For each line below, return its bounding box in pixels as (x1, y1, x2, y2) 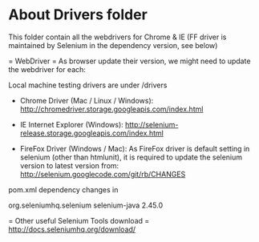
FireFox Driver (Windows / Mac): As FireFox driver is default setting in (19, 143, 250, 153)
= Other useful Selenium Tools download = (8, 216, 150, 225)
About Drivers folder (8, 6, 148, 24)
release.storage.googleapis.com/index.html (19, 128, 164, 138)
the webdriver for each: (8, 64, 87, 74)
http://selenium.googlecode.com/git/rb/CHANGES (19, 169, 186, 179)
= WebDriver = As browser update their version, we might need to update (8, 56, 251, 66)
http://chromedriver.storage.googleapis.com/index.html (19, 104, 204, 114)
